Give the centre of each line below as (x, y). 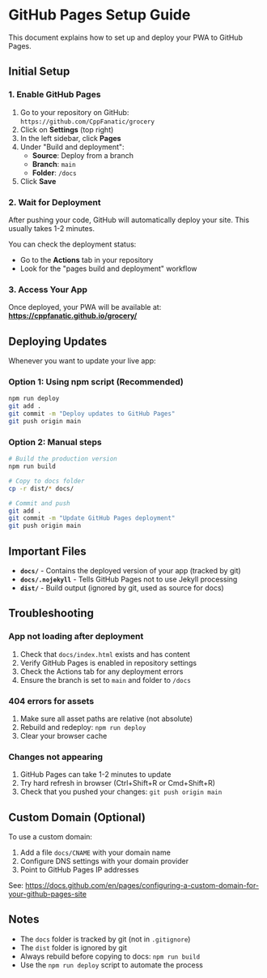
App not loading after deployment (76, 637)
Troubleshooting (51, 613)
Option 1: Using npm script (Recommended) (96, 381)
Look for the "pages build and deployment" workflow (108, 268)
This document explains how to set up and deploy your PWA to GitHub (125, 37)
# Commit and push (39, 503)
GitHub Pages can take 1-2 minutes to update (95, 774)
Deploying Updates (58, 341)
